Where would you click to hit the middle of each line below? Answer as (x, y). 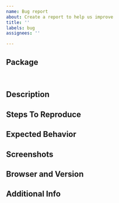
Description (28, 94)
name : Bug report (27, 11)
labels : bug (20, 28)
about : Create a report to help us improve (60, 17)
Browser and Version (45, 174)
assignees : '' (23, 33)
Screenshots (30, 154)
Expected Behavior (41, 134)
